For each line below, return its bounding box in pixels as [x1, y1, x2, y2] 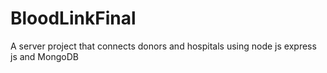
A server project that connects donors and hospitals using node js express [10, 40, 317, 52]
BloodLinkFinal [10, 7, 137, 30]
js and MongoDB [10, 50, 79, 62]
